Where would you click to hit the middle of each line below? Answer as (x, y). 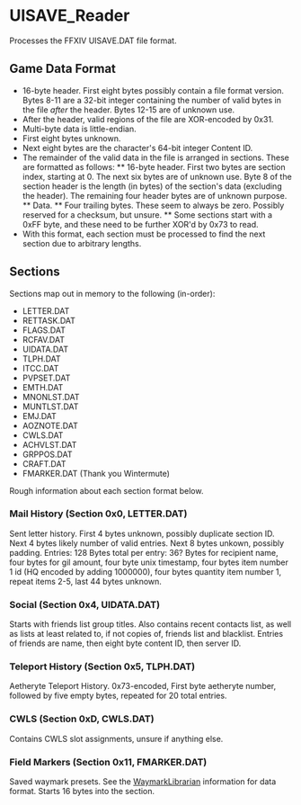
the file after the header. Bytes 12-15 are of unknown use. (128, 110)
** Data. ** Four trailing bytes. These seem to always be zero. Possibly (153, 205)
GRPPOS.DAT (47, 454)
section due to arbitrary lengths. (82, 243)
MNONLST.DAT (51, 397)
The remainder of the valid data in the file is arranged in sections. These (155, 157)
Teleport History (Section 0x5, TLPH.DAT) (102, 666)
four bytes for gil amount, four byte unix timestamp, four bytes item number (149, 562)
